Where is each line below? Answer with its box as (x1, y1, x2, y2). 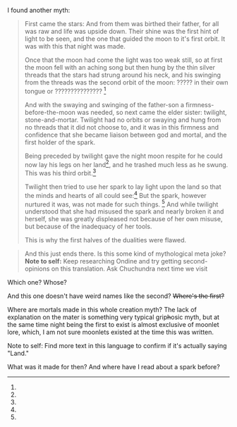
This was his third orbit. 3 (24, 168, 97, 177)
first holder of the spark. (24, 137, 96, 147)
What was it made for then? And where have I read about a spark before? (7, 363, 220, 371)
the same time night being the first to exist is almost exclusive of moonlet (7, 321, 219, 329)
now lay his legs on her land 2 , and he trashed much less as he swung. (24, 159, 229, 168)
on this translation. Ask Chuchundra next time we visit (51, 264, 208, 273)
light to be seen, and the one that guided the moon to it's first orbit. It (24, 35, 226, 43)
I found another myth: (7, 6, 71, 14)
